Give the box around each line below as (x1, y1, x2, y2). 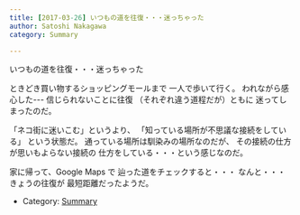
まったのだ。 (9, 106, 57, 117)
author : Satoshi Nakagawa (9, 22, 106, 31)
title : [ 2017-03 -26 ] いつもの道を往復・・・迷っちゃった (9, 13, 205, 23)
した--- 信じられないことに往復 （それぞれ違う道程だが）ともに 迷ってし (16, 94, 287, 105)
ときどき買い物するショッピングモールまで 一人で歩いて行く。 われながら (9, 83, 282, 94)
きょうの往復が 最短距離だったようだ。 (9, 178, 154, 189)
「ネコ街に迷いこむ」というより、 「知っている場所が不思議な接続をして (9, 125, 279, 136)
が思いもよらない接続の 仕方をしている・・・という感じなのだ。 (9, 147, 249, 158)
